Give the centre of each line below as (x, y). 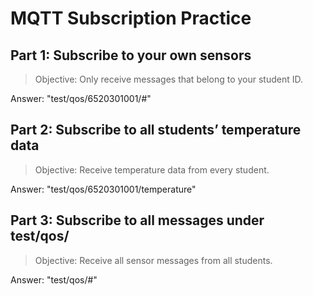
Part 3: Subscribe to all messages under (137, 220)
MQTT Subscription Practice (131, 18)
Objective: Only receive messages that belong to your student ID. (169, 79)
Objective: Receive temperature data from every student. (152, 169)
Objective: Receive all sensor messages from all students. (153, 260)
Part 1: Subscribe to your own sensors (131, 55)
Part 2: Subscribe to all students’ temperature (156, 130)
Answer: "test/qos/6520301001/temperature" (103, 189)
